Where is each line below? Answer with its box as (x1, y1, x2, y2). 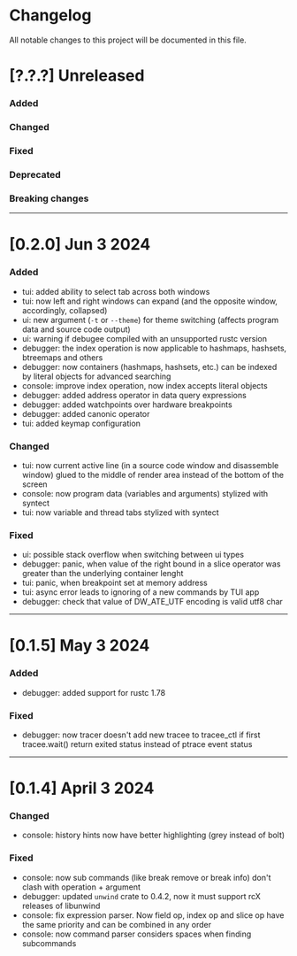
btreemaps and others (21, 351, 103, 363)
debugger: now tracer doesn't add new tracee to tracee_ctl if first (21, 729, 261, 740)
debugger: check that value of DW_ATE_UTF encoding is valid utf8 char (21, 597, 283, 607)
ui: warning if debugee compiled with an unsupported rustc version (21, 333, 268, 343)
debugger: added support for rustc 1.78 (21, 687, 166, 698)
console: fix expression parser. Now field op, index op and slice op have (21, 909, 285, 921)
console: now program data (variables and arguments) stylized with (21, 488, 269, 498)
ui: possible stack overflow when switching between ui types (21, 550, 245, 560)
